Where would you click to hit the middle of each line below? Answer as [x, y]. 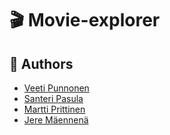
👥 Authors [41, 63]
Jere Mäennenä [56, 120]
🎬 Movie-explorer [85, 20]
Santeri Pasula [53, 98]
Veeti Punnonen [56, 88]
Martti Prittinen [54, 109]
